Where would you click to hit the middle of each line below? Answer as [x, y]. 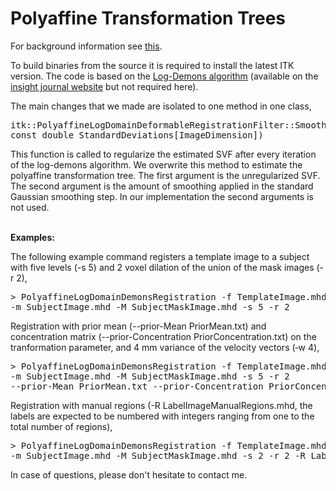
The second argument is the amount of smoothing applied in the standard [162, 186]
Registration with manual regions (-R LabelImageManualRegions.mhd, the [161, 405]
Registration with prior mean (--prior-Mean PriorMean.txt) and [138, 326]
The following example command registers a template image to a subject [160, 256]
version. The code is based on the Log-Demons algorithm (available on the [164, 76]
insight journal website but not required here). [104, 86]
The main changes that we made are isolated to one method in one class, [161, 106]
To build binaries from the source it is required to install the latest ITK [152, 65]
